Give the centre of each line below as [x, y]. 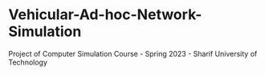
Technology [28, 62]
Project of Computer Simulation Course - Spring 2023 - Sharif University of [133, 53]
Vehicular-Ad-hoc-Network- [105, 15]
